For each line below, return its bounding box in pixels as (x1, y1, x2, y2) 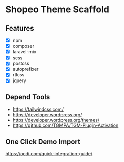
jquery (12, 77, 26, 84)
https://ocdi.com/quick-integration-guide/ (5, 151, 93, 157)
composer (12, 43, 35, 49)
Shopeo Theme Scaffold (5, 4, 110, 15)
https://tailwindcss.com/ (12, 106, 64, 113)
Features (5, 24, 34, 33)
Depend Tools (5, 93, 50, 101)
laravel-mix (12, 49, 37, 55)
